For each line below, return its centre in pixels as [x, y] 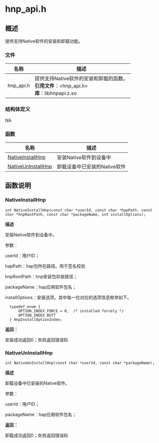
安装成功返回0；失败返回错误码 [37, 340]
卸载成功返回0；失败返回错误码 [37, 435]
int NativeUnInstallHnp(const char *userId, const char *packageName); [80, 363]
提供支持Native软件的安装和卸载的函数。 [81, 79]
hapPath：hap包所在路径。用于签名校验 [45, 266]
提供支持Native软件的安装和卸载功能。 [44, 41]
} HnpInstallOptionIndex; [36, 320]
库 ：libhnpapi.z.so [56, 93]
